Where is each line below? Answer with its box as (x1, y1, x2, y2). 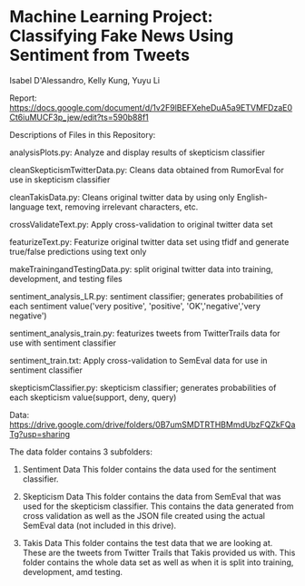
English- (236, 191, 268, 202)
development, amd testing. (22, 566, 123, 577)
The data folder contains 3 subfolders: (9, 446, 152, 457)
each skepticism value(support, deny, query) (9, 392, 177, 403)
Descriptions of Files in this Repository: (9, 129, 156, 140)
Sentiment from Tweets (9, 45, 191, 65)
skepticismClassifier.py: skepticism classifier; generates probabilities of (9, 382, 277, 393)
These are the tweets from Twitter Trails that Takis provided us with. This (22, 547, 296, 558)
